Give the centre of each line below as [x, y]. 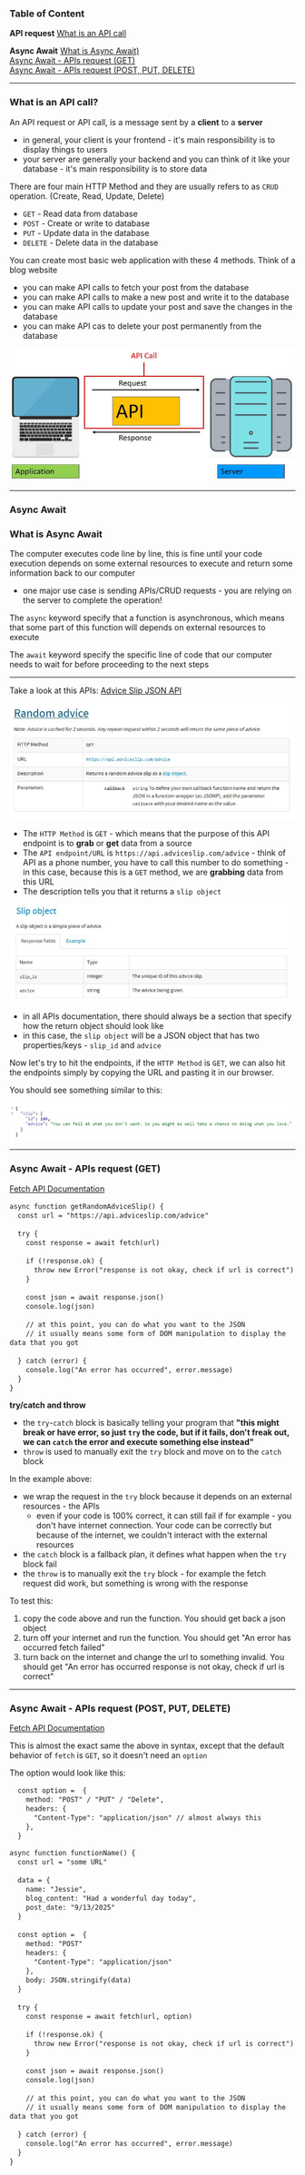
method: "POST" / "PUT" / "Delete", [95, 1799]
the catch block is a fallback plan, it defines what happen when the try [155, 1554]
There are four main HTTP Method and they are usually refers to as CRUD [144, 186]
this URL [38, 881]
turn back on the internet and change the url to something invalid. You [153, 1656]
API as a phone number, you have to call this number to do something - [155, 862]
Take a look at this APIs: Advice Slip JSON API [96, 691]
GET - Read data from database [80, 213]
